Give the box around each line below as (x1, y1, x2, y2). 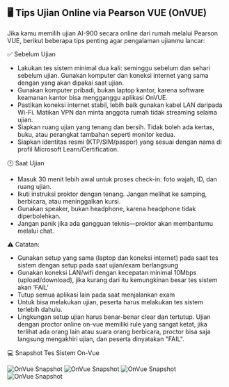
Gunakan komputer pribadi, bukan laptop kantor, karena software (17, 85, 205, 94)
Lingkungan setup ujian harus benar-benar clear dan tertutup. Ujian (17, 313, 211, 321)
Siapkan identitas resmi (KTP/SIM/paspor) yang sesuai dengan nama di (17, 138, 222, 146)
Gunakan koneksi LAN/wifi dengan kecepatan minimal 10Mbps (17, 268, 197, 277)
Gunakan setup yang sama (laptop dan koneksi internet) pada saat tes (17, 254, 219, 262)
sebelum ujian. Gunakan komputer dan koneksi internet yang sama (17, 71, 209, 79)
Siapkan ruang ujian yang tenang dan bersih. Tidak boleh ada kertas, (17, 122, 214, 131)
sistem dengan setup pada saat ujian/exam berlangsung (17, 261, 179, 269)
